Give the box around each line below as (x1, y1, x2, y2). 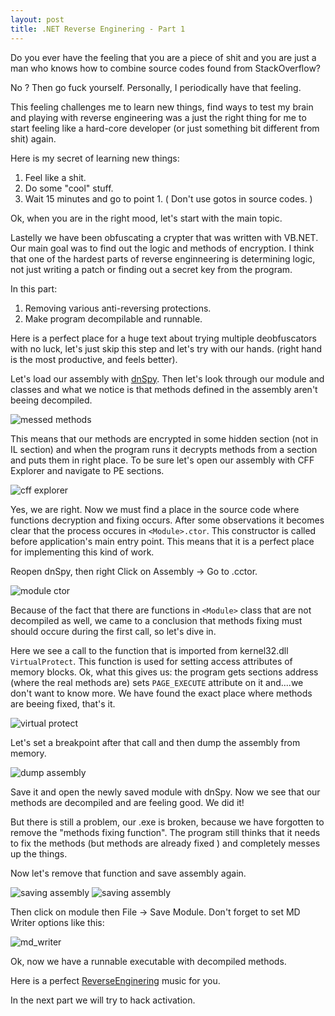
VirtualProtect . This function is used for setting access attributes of (10, 655, 293, 667)
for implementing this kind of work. (10, 546, 155, 558)
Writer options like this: (10, 916, 105, 928)
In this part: (10, 282, 58, 295)
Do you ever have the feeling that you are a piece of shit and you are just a (10, 51, 317, 63)
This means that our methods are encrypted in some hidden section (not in (10, 432, 319, 445)
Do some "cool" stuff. (24, 182, 114, 194)
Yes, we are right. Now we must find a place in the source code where (10, 503, 300, 515)
